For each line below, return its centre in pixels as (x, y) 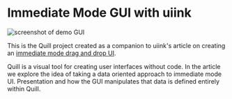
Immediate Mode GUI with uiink (99, 13)
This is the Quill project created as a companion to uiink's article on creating (116, 45)
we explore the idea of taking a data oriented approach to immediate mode (114, 74)
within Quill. (24, 89)
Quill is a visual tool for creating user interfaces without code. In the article (114, 66)
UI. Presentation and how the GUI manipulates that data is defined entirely (114, 81)
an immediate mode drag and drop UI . (62, 53)
